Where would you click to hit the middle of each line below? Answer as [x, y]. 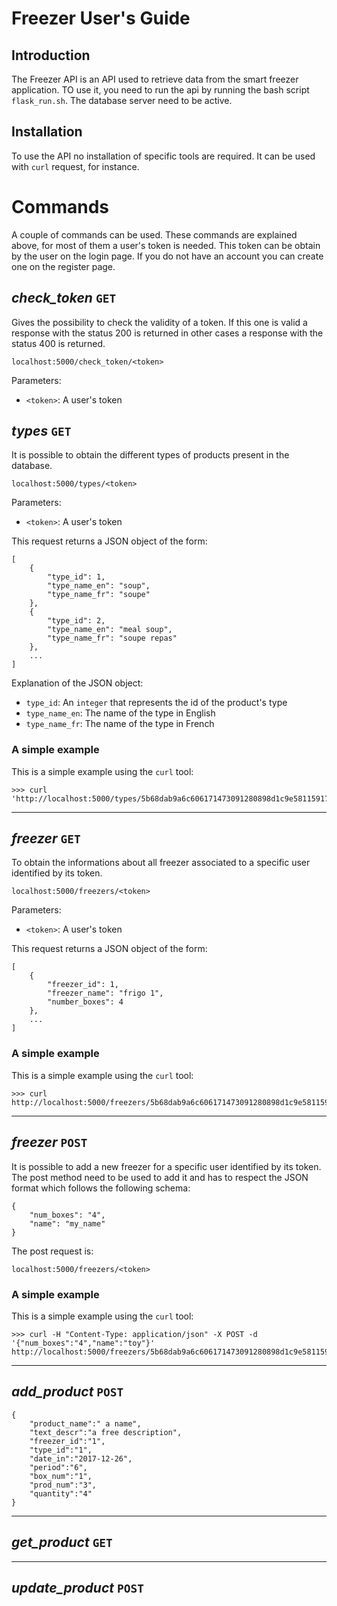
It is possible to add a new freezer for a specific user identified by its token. [166, 1166]
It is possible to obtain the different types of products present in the [150, 455]
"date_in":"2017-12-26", [81, 1458]
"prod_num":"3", [63, 1485]
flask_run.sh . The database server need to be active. [122, 100]
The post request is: [52, 1251]
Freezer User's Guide [101, 18]
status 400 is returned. [58, 343]
